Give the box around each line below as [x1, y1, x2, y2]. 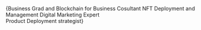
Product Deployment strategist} [5, 18, 84, 24]
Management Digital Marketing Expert [5, 11, 100, 18]
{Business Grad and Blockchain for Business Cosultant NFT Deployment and [5, 5, 195, 12]
